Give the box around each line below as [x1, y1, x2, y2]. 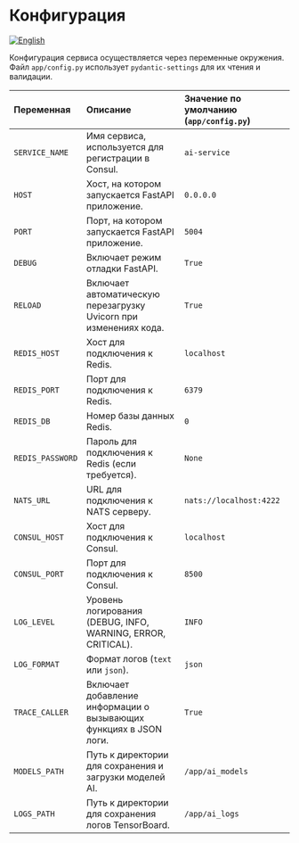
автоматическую [85, 287, 160, 300]
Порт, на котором [85, 214, 163, 227]
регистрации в [85, 152, 149, 164]
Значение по [183, 92, 242, 104]
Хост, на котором [85, 178, 162, 190]
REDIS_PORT [13, 384, 60, 395]
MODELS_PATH [13, 766, 65, 776]
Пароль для [85, 434, 138, 447]
